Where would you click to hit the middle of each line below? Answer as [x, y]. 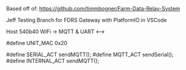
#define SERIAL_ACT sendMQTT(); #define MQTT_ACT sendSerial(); [90, 55]
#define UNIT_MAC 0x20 [37, 43]
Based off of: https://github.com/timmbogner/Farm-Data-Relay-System [93, 9]
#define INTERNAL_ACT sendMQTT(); [53, 61]
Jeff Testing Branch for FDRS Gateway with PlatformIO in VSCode [87, 20]
